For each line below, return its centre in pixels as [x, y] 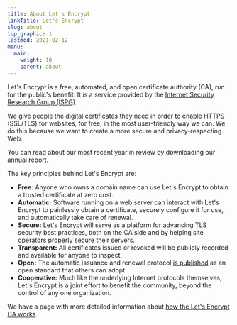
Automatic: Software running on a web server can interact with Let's [118, 202]
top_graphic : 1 [30, 34]
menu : [15, 47]
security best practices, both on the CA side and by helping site [110, 232]
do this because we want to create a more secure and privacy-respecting [115, 131]
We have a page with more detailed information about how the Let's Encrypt [118, 307]
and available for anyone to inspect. [70, 255]
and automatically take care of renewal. [75, 217]
